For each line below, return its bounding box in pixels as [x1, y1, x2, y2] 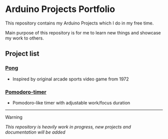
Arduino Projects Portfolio [5, 3, 115, 15]
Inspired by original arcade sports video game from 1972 [12, 76, 129, 82]
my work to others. [5, 35, 44, 41]
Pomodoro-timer [5, 88, 46, 95]
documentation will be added [5, 129, 66, 135]
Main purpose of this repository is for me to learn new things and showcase [5, 29, 161, 35]
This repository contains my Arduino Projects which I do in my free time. [5, 20, 154, 26]
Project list [5, 49, 39, 58]
